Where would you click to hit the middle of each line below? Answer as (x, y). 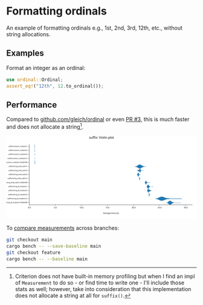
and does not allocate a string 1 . (45, 126)
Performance (32, 105)
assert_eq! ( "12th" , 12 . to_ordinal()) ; (55, 86)
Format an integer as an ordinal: (46, 68)
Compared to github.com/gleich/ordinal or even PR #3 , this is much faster (98, 120)
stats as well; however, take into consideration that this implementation (103, 289)
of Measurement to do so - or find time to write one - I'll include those (100, 283)
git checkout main (29, 240)
